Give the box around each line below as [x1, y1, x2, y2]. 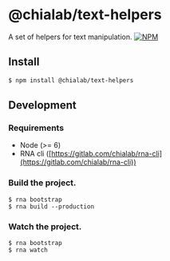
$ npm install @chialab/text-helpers [8, 76, 134, 85]
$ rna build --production [8, 202, 94, 211]
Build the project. [8, 177, 77, 188]
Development [8, 98, 77, 113]
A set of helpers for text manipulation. [8, 32, 133, 42]
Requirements [8, 122, 65, 133]
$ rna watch [8, 246, 48, 254]
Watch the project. [8, 221, 82, 232]
